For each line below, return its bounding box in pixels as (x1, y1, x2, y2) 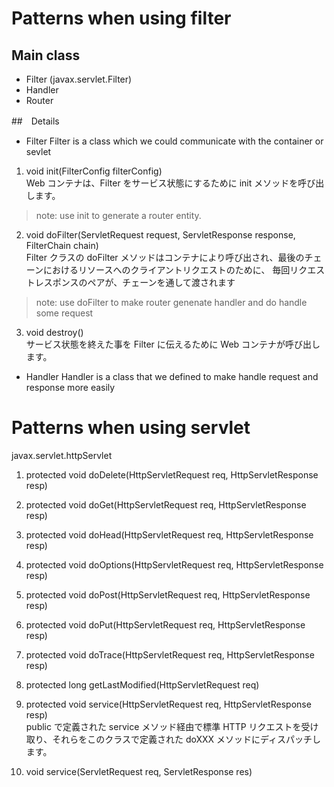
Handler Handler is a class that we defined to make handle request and (25, 371, 319, 382)
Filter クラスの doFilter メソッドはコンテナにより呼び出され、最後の (25, 252, 305, 263)
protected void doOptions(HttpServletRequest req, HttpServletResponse (25, 558, 324, 571)
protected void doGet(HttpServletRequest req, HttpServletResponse (25, 498, 307, 511)
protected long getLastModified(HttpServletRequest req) (25, 678, 260, 691)
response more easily (25, 382, 116, 393)
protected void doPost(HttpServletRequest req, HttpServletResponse (25, 588, 311, 601)
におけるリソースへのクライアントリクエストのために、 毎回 (43, 264, 291, 276)
